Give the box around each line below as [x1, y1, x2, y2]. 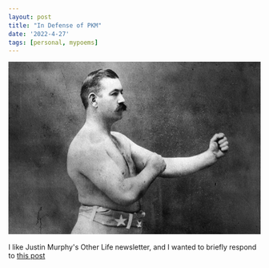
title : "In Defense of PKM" [8, 21, 102, 30]
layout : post [8, 13, 52, 21]
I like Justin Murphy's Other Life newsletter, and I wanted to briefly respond [8, 242, 257, 252]
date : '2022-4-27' [8, 30, 70, 38]
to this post [8, 251, 46, 261]
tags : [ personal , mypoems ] [8, 39, 98, 47]
